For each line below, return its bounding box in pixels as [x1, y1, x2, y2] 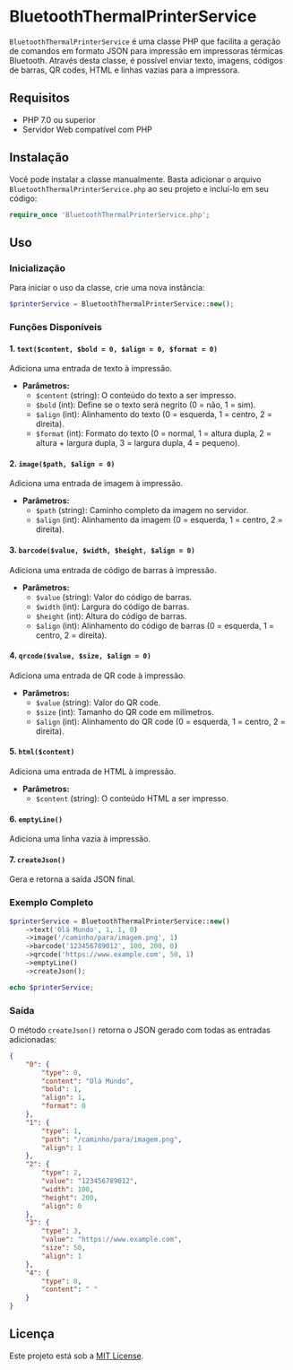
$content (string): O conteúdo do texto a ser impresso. [35, 390, 237, 401]
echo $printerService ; [9, 982, 94, 992]
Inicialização [9, 262, 65, 275]
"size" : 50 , [41, 1243, 87, 1252]
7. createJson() [9, 854, 65, 865]
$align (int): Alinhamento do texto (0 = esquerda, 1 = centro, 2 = [35, 409, 273, 420]
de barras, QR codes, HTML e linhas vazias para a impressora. [9, 65, 240, 75]
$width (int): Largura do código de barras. [35, 601, 190, 612]
